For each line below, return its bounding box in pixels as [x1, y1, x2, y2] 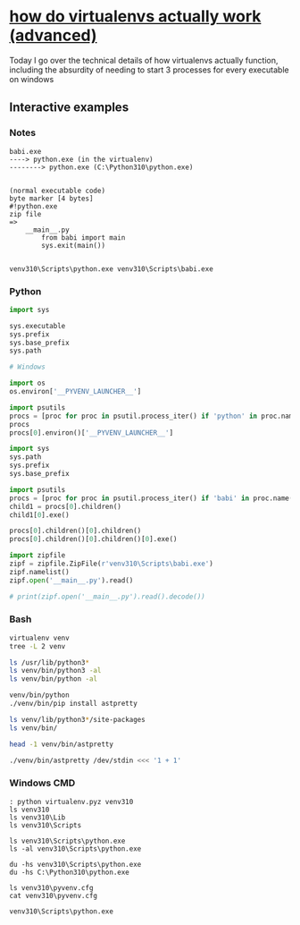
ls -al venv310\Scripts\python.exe [9, 844, 142, 853]
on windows [9, 73, 54, 84]
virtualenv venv [9, 633, 70, 642]
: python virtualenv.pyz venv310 [9, 797, 134, 806]
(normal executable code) [9, 186, 105, 195]
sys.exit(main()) [41, 241, 105, 250]
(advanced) [9, 25, 97, 46]
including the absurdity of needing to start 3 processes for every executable [9, 64, 289, 75]
